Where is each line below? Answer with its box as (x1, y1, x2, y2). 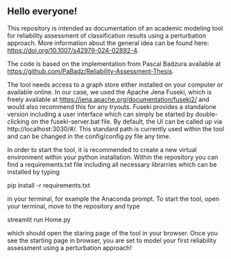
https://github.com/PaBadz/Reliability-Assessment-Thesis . (7, 67, 175, 75)
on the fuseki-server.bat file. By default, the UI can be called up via (31, 117, 223, 126)
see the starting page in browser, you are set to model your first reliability (7, 236, 217, 244)
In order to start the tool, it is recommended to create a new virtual (7, 145, 197, 153)
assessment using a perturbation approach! (7, 243, 132, 252)
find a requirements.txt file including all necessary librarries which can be (7, 160, 217, 169)
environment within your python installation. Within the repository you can (7, 153, 219, 161)
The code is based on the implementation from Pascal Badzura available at (7, 59, 221, 68)
